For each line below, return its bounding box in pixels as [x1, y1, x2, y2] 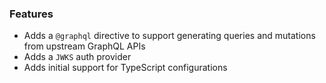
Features [9, 7, 54, 21]
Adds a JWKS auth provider [23, 51, 132, 63]
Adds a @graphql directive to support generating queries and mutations [23, 30, 316, 42]
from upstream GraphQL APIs [23, 40, 146, 52]
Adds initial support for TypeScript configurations [23, 62, 228, 74]
